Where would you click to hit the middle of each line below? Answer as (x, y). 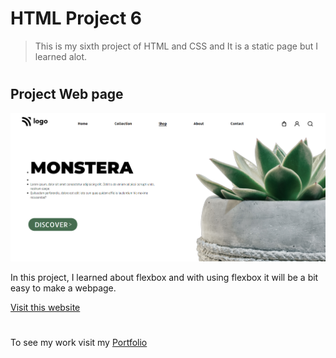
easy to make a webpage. (63, 288)
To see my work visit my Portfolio (79, 343)
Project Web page (67, 94)
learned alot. (61, 56)
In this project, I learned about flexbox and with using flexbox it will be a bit (164, 277)
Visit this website (45, 307)
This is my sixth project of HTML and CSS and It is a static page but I (176, 46)
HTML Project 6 (76, 18)
